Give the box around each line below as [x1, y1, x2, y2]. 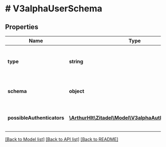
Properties [5, 23, 39, 31]
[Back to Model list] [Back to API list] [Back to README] [5, 137, 119, 142]
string [69, 58, 83, 65]
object [69, 88, 84, 95]
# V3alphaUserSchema [5, 3, 102, 14]
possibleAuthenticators [7, 114, 64, 121]
